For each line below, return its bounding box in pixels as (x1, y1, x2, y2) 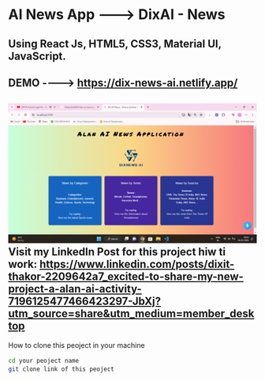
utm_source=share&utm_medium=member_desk (8, 307, 255, 321)
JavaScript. (8, 49, 67, 62)
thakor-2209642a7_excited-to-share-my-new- (8, 270, 244, 284)
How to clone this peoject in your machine (8, 340, 145, 349)
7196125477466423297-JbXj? (8, 295, 162, 308)
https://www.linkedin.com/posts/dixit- (39, 258, 235, 271)
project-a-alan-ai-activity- (8, 282, 142, 296)
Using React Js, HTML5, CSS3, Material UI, (8, 37, 222, 51)
